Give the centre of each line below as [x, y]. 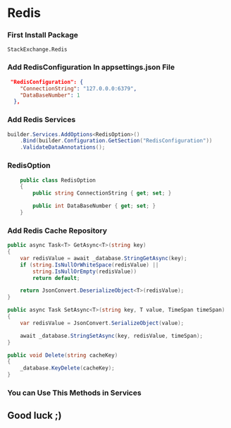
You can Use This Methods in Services [75, 393]
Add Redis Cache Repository [57, 231]
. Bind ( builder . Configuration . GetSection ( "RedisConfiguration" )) [116, 141]
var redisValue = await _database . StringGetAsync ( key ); [104, 258]
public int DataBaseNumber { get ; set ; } [94, 206]
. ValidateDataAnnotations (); [63, 147]
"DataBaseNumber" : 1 [50, 95]
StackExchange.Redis [38, 50]
